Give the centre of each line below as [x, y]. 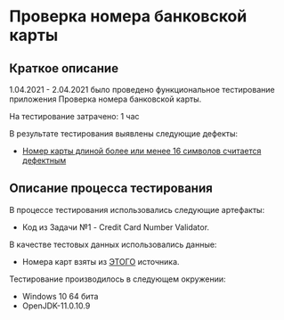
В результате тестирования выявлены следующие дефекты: [124, 134]
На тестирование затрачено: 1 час [74, 116]
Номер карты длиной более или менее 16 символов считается [142, 151]
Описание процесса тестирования [111, 189]
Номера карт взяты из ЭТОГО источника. [101, 261]
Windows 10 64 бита [60, 296]
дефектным [44, 160]
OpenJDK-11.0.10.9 [56, 306]
